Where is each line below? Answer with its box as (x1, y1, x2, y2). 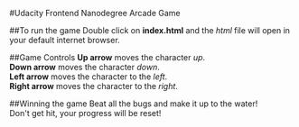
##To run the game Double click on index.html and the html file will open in (9, 25, 291, 35)
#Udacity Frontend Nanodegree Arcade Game (9, 8, 181, 18)
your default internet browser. (9, 35, 120, 45)
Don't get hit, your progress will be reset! (9, 108, 162, 118)
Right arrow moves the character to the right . (9, 81, 179, 91)
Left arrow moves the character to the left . (9, 71, 168, 82)
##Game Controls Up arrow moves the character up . (9, 52, 206, 62)
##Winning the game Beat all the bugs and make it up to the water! (9, 98, 258, 109)
